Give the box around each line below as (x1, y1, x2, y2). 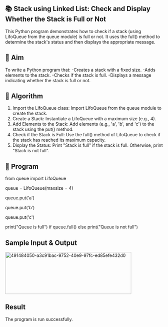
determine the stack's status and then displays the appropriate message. (5, 39, 156, 45)
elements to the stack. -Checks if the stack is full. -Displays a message (5, 72, 151, 78)
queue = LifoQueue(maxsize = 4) (5, 185, 73, 191)
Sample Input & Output (5, 238, 77, 247)
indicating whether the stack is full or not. (5, 77, 91, 83)
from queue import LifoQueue (5, 175, 66, 182)
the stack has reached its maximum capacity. (12, 137, 106, 143)
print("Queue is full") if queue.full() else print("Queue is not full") (5, 224, 138, 230)
